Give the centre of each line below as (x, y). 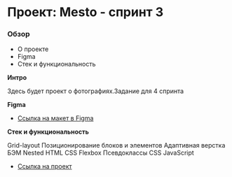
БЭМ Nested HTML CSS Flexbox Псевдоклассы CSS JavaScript (101, 153)
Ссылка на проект (45, 167)
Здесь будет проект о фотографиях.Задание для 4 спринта (96, 91)
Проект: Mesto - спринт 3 (86, 12)
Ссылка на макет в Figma (55, 118)
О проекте (33, 49)
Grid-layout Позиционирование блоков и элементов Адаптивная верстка (116, 146)
